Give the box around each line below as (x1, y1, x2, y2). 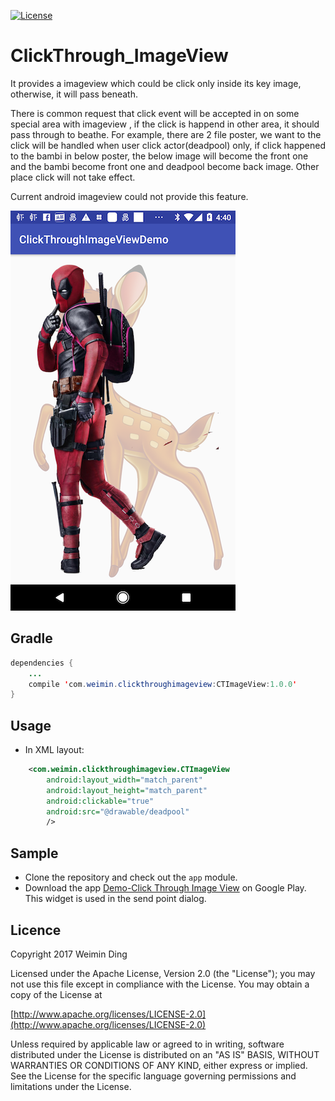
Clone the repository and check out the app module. (24, 871, 238, 884)
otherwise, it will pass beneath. (10, 88, 138, 100)
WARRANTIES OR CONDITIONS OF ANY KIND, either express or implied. (10, 1059, 308, 1071)
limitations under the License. (10, 1080, 132, 1092)
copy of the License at (10, 988, 103, 1000)
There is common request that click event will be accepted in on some (10, 107, 300, 119)
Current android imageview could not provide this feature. (10, 190, 249, 202)
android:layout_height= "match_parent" (46, 785, 208, 795)
